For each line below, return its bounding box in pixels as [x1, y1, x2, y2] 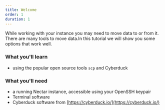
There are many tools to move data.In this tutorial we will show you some [5, 35, 155, 41]
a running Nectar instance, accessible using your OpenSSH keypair [12, 88, 151, 94]
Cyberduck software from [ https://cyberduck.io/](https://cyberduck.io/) [12, 99, 160, 105]
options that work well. [5, 41, 52, 47]
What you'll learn [5, 53, 48, 60]
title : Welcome [5, 7, 37, 12]
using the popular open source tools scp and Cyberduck [12, 64, 128, 70]
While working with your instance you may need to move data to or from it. [5, 30, 159, 36]
